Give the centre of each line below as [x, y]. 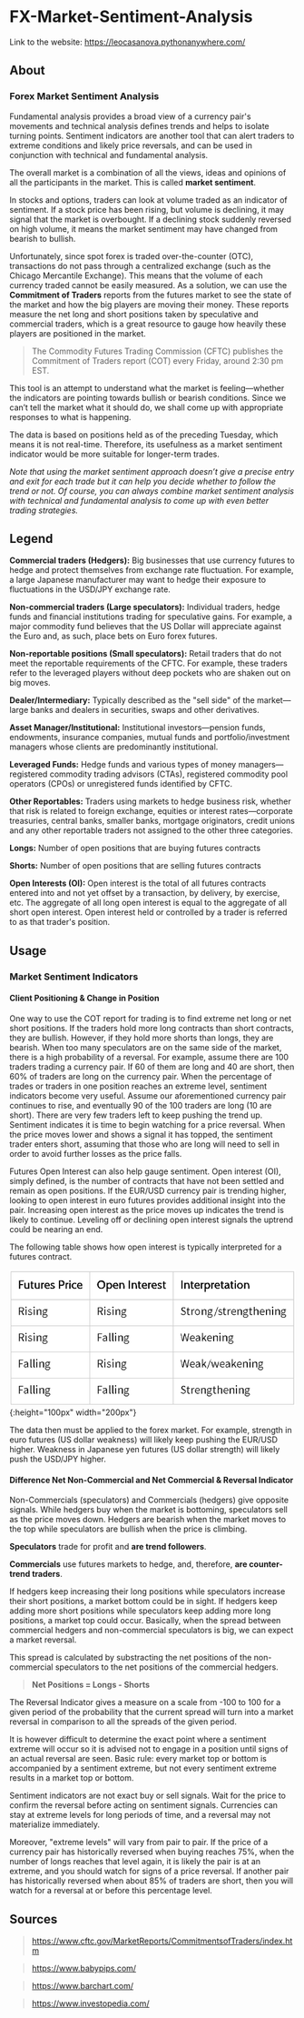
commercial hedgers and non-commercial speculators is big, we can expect [152, 1631]
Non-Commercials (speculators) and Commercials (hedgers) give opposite [149, 1500]
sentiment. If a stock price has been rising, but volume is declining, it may [147, 209]
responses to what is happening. [70, 417]
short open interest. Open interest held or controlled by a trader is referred [148, 912]
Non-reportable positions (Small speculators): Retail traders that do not [146, 654]
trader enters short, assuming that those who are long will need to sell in [144, 1144]
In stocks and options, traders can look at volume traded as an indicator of [148, 200]
